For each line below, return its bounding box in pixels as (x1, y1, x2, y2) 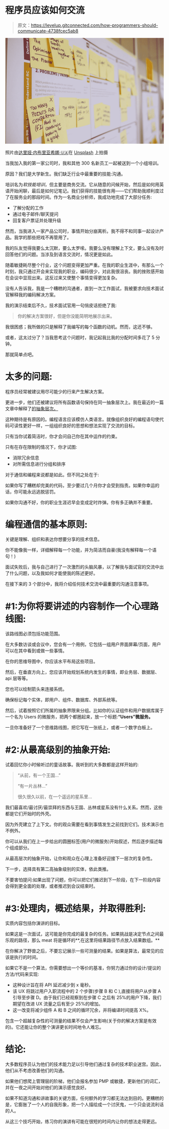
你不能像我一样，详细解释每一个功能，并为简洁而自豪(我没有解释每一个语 (5, 547, 157, 553)
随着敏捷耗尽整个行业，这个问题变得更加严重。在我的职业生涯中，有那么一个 (5, 262, 164, 268)
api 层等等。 (5, 675, 31, 681)
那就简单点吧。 (5, 351, 36, 358)
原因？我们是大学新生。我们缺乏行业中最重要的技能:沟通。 (5, 171, 126, 177)
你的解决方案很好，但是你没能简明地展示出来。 (17, 313, 115, 319)
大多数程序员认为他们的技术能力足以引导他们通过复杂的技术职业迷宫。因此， (5, 1061, 164, 1068)
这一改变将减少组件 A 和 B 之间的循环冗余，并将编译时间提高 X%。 (12, 1007, 151, 1013)
